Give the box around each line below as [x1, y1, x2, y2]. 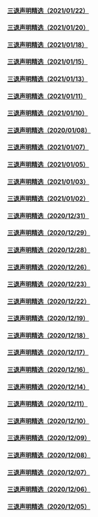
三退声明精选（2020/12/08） [7, 451, 91, 460]
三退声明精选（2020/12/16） [7, 366, 90, 374]
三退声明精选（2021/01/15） [7, 57, 88, 66]
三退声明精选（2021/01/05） [7, 160, 90, 169]
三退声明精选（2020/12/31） [7, 211, 90, 220]
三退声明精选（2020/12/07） [7, 468, 90, 476]
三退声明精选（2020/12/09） [7, 434, 91, 442]
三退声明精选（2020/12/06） [7, 485, 91, 493]
